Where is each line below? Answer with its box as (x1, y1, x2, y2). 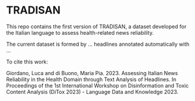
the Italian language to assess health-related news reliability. (6, 29, 154, 36)
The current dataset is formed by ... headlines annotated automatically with (6, 41, 190, 48)
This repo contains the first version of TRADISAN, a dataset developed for (6, 23, 187, 30)
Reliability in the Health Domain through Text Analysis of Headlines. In (6, 76, 177, 83)
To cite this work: (6, 58, 49, 65)
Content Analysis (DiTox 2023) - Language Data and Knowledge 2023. (6, 88, 179, 95)
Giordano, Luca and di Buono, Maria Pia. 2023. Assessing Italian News (6, 69, 178, 76)
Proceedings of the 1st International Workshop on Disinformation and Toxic (6, 82, 189, 89)
